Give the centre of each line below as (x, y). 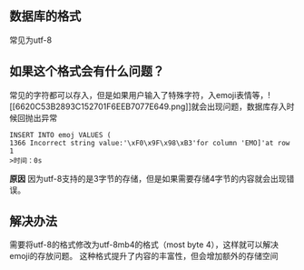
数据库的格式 (45, 16)
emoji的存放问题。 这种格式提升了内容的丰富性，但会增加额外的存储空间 (144, 256)
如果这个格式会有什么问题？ (87, 71)
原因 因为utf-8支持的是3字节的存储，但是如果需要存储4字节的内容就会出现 (148, 178)
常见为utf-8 (31, 40)
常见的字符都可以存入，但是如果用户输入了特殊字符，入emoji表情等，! (140, 95)
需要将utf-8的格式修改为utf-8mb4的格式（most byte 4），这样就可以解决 (144, 245)
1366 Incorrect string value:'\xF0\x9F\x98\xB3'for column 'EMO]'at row (150, 143)
